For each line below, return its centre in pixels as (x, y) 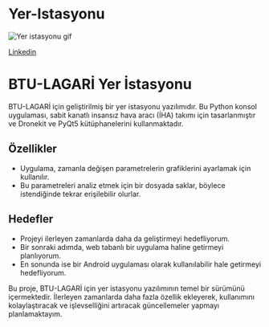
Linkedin (22, 51)
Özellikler (33, 149)
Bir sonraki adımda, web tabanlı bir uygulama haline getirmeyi (122, 247)
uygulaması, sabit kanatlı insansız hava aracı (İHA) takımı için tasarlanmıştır (132, 115)
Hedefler (31, 219)
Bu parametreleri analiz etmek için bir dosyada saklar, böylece (123, 185)
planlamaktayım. (35, 313)
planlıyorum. (41, 255)
